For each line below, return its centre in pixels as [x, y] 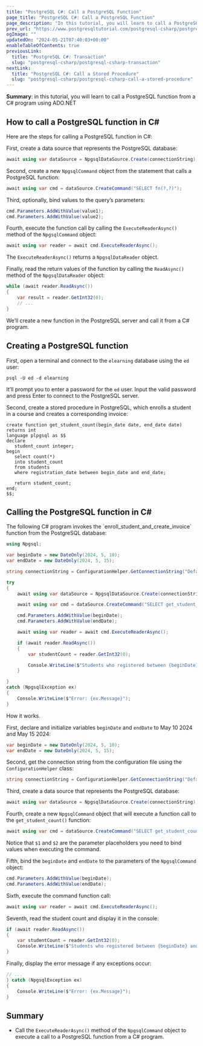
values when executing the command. [53, 849]
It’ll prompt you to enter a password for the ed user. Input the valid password [101, 389]
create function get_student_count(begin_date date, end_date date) [94, 425]
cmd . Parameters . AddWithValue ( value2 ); [55, 216]
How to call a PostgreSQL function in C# [83, 122]
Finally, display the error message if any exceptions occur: [79, 963]
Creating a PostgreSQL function [67, 346]
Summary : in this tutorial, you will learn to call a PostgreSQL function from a [101, 97]
